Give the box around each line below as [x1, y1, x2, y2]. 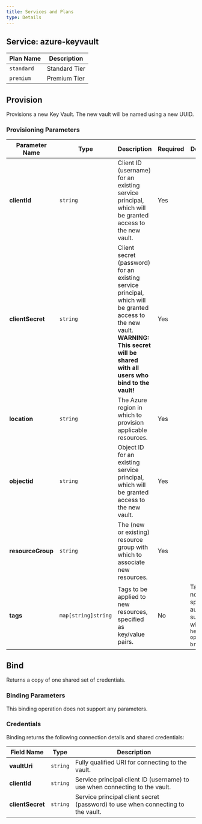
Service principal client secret [75, 792, 159, 801]
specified [117, 615, 144, 623]
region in [117, 404, 143, 412]
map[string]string [59, 612, 112, 619]
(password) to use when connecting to [75, 800, 185, 808]
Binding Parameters [6, 691, 66, 700]
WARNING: [117, 334, 149, 342]
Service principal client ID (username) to [75, 775, 189, 784]
